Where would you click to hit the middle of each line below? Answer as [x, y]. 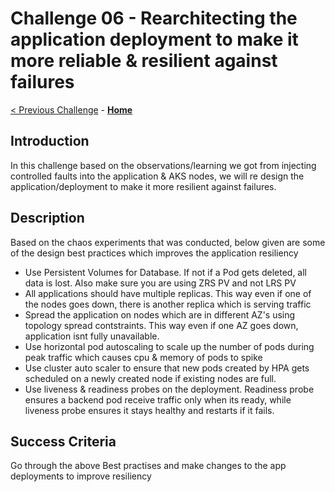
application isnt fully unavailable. [92, 336]
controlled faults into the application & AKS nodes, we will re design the [157, 176]
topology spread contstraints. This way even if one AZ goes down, [161, 325]
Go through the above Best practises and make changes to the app [148, 466]
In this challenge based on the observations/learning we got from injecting [163, 165]
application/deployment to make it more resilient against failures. [143, 186]
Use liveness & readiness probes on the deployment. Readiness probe [169, 389]
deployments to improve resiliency [81, 476]
